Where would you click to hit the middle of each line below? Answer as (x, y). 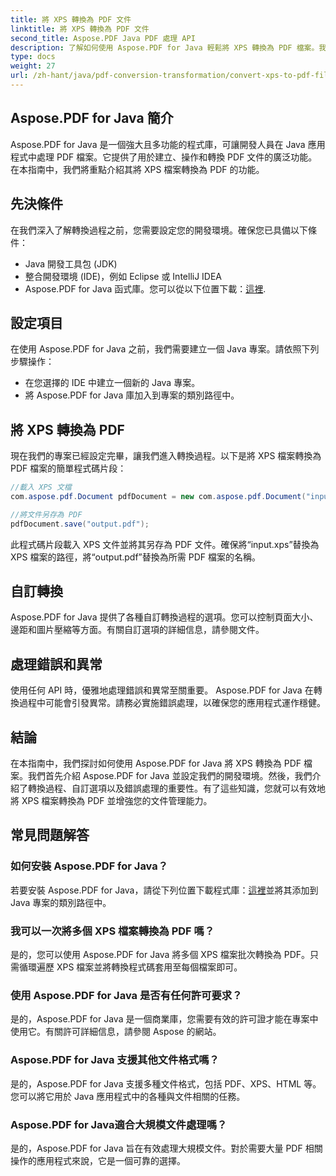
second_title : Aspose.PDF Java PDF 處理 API (103, 38)
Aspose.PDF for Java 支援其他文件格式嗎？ (115, 1060)
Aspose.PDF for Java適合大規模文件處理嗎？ (119, 1124)
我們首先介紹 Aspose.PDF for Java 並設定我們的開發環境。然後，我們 (170, 776)
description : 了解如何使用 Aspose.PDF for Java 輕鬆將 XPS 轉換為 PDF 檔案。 (165, 47)
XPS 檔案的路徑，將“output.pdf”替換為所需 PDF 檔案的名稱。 (135, 557)
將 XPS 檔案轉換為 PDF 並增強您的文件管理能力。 (111, 801)
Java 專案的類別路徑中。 (61, 902)
